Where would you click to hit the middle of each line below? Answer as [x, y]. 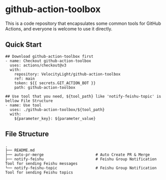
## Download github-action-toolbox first [49, 56]
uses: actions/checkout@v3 [38, 65]
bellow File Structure [29, 101]
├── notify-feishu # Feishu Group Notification [81, 159]
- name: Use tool [23, 105]
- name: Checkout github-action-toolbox [48, 61]
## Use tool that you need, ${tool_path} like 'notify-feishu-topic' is [83, 96]
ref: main [25, 79]
